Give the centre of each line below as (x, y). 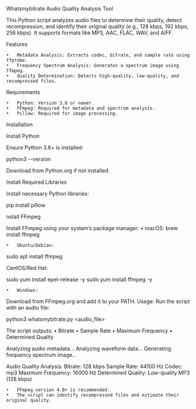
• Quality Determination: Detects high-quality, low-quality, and (93, 76)
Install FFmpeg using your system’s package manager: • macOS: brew (92, 228)
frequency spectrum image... (42, 355)
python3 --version (29, 159)
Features (17, 44)
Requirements (23, 92)
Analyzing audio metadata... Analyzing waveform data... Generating (89, 348)
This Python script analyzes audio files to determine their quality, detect (94, 20)
